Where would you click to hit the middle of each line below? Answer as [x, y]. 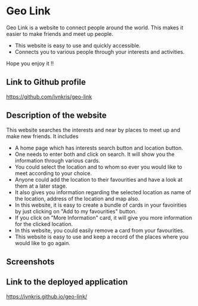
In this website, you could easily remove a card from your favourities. [100, 230]
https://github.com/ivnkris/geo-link [49, 96]
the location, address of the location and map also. [77, 198]
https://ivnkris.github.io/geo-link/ [47, 296]
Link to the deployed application [67, 282]
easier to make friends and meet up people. [60, 33]
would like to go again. [42, 243]
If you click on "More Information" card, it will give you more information [103, 218]
